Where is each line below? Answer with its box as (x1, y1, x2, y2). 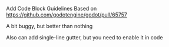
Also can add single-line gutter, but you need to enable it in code (6, 34, 163, 41)
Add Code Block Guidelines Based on (6, 5, 97, 12)
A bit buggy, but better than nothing (6, 23, 93, 29)
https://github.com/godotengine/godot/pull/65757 (6, 11, 128, 18)
